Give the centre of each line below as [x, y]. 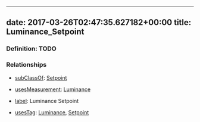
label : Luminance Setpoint [47, 101]
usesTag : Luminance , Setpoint [52, 112]
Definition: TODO [31, 49]
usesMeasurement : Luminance [53, 89]
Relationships [26, 65]
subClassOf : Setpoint [41, 77]
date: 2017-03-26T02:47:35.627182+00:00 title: [99, 22]
